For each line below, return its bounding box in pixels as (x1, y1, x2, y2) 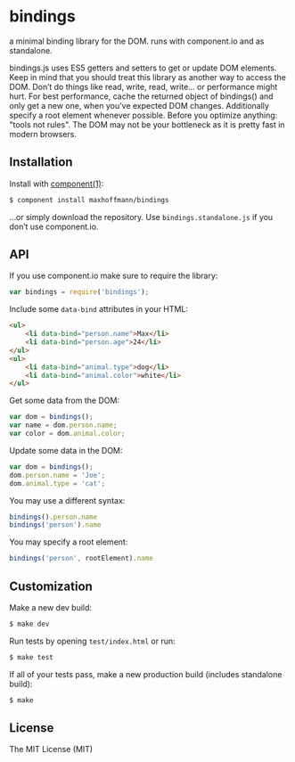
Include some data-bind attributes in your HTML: (9, 304, 189, 315)
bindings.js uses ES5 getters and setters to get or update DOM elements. (9, 62, 277, 73)
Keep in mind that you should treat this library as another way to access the (9, 71, 287, 82)
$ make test (9, 652, 53, 661)
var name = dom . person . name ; (9, 421, 118, 430)
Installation (9, 154, 73, 170)
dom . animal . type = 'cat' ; (9, 479, 105, 488)
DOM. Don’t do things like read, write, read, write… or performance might (9, 81, 278, 92)
